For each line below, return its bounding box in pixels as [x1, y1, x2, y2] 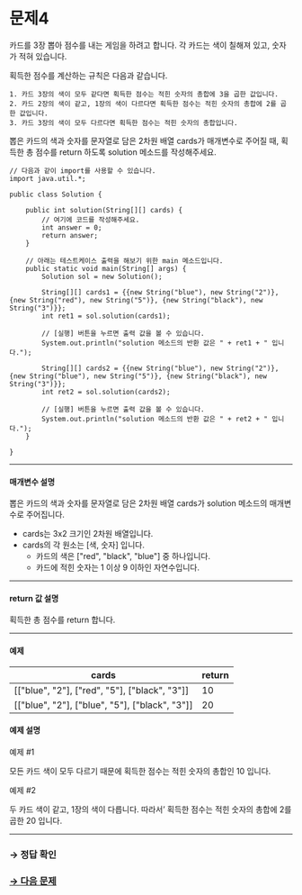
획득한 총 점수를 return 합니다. [9, 614, 116, 626]
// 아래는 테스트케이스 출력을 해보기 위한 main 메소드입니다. [25, 256, 224, 266]
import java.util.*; [9, 174, 87, 183]
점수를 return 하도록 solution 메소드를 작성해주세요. [35, 146, 218, 158]
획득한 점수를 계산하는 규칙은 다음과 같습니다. [9, 69, 168, 81]
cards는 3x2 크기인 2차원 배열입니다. [22, 529, 154, 539]
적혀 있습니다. [18, 50, 67, 61]
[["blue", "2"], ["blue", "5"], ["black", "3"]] [13, 699, 193, 711]
